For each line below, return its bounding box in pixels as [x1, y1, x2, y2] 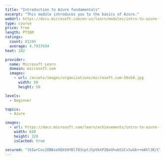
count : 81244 [9, 39, 36, 44]
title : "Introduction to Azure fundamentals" [5, 7, 100, 12]
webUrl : [5, 16, 21, 21]
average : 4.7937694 [9, 44, 50, 49]
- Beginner [9, 98, 32, 103]
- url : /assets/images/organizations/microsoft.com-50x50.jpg [14, 76, 144, 80]
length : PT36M [5, 30, 34, 35]
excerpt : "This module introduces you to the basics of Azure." [5, 12, 139, 17]
